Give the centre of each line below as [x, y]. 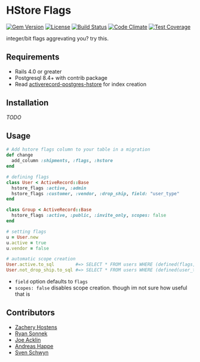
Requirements [33, 57]
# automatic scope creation [41, 259]
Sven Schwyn [32, 352]
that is [22, 294]
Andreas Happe [34, 346]
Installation [27, 103]
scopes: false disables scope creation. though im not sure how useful [101, 288]
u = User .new [22, 237]
